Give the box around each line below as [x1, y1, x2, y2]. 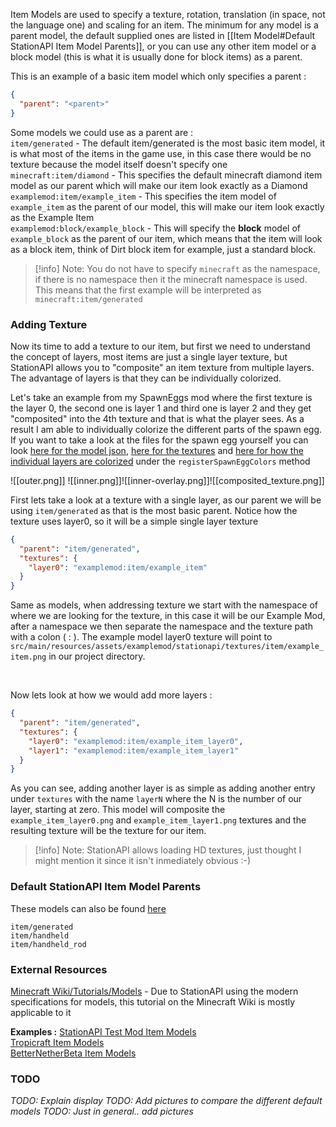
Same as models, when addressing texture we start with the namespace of [10, 599, 319, 611]
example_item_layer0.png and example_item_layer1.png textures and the [10, 814, 307, 826]
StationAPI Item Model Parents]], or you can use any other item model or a [10, 40, 317, 52]
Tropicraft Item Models [10, 1036, 105, 1048]
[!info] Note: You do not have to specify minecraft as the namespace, [34, 262, 321, 274]
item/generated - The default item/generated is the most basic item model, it [10, 137, 326, 149]
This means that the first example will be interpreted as [34, 284, 262, 296]
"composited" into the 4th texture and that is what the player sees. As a [10, 412, 305, 424]
